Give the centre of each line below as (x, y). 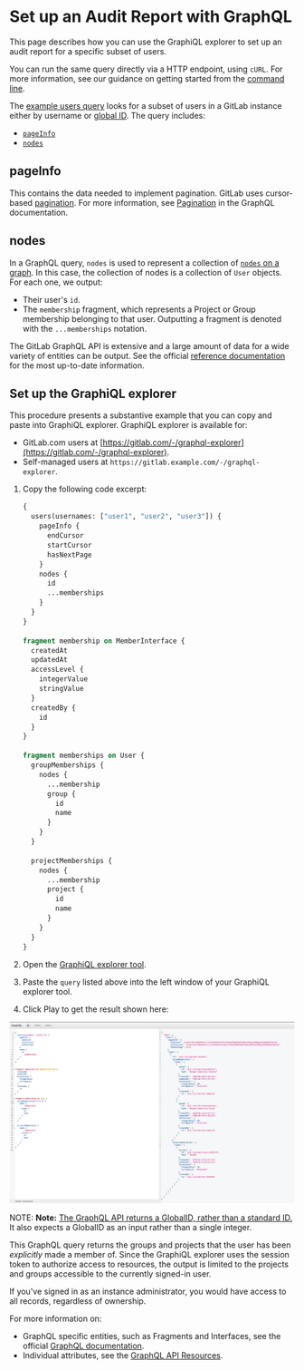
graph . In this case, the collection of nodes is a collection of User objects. (146, 272)
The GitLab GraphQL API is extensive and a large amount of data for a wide (149, 345)
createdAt (49, 650)
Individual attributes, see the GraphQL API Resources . (123, 1355)
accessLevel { (57, 670)
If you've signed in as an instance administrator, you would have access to (148, 1291)
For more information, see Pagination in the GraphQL (176, 202)
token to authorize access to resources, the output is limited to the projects (149, 1264)
